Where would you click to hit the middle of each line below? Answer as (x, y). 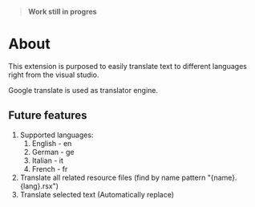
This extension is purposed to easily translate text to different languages (127, 66)
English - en (52, 143)
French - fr (50, 168)
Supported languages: (57, 135)
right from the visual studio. (54, 75)
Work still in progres (63, 12)
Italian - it (48, 160)
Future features (48, 116)
